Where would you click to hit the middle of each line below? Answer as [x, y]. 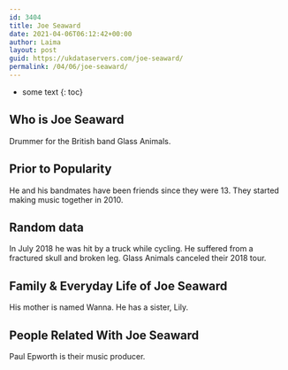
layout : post [33, 50]
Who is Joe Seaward [67, 120]
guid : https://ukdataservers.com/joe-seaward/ [96, 58]
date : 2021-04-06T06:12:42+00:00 [71, 34]
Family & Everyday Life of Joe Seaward [118, 285]
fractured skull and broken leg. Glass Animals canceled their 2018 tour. [138, 258]
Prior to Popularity [61, 169]
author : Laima [35, 42]
